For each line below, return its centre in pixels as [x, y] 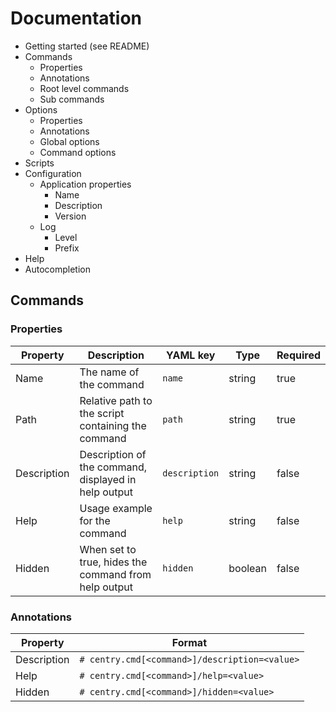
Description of [113, 454]
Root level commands [84, 88]
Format [189, 642]
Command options [78, 152]
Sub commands [72, 99]
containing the [113, 425]
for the [95, 520]
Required [298, 355]
